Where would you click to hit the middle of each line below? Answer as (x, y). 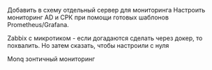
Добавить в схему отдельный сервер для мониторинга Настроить (106, 10)
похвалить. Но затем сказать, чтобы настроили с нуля (88, 45)
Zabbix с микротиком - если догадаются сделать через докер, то (105, 38)
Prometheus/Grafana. (38, 25)
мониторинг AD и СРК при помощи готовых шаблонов (88, 17)
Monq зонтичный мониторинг (51, 59)
